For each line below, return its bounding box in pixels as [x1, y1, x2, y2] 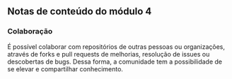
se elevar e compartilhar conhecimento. [7, 64, 124, 73]
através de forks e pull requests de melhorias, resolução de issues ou [7, 50, 210, 58]
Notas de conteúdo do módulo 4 [7, 6, 152, 17]
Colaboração [7, 27, 53, 36]
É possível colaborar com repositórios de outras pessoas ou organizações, [7, 42, 225, 51]
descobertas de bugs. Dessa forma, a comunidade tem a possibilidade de [7, 57, 223, 66]
